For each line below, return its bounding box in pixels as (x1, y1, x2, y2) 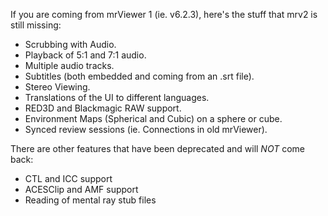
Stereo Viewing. (24, 81, 91, 93)
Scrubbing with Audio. (24, 39, 117, 50)
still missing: (10, 19, 62, 31)
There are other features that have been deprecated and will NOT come (10, 143, 306, 154)
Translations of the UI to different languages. (24, 92, 210, 103)
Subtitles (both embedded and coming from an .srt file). (24, 70, 255, 82)
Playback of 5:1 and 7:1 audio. (24, 49, 147, 61)
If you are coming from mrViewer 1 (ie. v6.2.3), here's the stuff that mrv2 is (10, 9, 318, 20)
